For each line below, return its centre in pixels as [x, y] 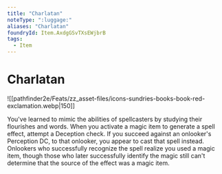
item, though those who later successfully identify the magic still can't [106, 155]
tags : [15, 39]
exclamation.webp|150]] [41, 106]
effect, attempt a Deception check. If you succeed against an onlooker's [109, 133]
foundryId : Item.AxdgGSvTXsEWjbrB [57, 33]
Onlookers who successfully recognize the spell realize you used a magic [111, 148]
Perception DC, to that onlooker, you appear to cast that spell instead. [106, 141]
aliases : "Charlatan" [38, 26]
